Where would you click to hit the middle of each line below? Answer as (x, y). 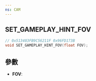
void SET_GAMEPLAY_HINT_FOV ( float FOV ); (47, 45)
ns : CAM (13, 10)
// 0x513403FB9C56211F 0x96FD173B (40, 41)
